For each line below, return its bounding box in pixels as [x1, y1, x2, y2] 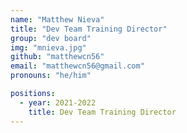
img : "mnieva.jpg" [10, 42, 87, 53]
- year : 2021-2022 [19, 97, 97, 108]
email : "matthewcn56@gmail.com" [10, 61, 145, 71]
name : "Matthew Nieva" [10, 14, 105, 25]
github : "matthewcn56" [10, 52, 105, 62]
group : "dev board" [10, 33, 92, 43]
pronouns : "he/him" [10, 71, 92, 81]
